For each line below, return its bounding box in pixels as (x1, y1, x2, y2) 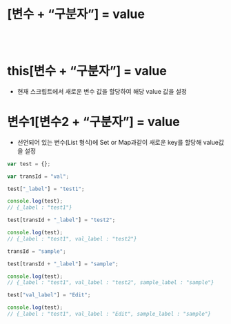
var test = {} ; (7, 160, 51, 168)
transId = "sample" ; (7, 247, 67, 255)
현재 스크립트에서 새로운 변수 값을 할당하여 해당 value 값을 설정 (17, 87, 188, 95)
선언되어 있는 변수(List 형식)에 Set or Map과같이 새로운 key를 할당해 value (17, 138, 219, 146)
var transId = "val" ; (7, 173, 70, 180)
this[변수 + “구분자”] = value (7, 63, 167, 79)
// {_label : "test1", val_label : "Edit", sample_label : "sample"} (7, 311, 212, 318)
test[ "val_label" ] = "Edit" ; (7, 292, 91, 298)
